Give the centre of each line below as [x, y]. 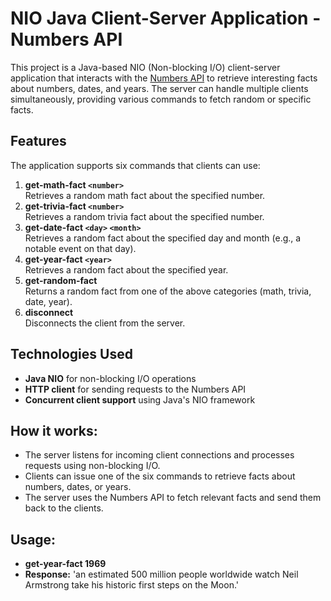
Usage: [33, 539]
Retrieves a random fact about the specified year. [126, 269]
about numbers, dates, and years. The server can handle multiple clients [159, 88]
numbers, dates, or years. [78, 487]
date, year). [48, 301]
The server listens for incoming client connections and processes [159, 455]
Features [38, 141]
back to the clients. [64, 508]
